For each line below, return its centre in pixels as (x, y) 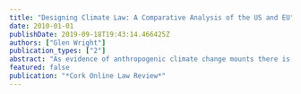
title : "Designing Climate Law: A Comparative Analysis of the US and (144, 17)
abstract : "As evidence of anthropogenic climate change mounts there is (150, 59)
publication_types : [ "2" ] (57, 51)
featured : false (39, 68)
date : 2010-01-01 (42, 26)
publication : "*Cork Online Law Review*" (88, 76)
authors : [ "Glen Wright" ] (57, 43)
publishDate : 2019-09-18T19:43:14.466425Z (90, 34)
